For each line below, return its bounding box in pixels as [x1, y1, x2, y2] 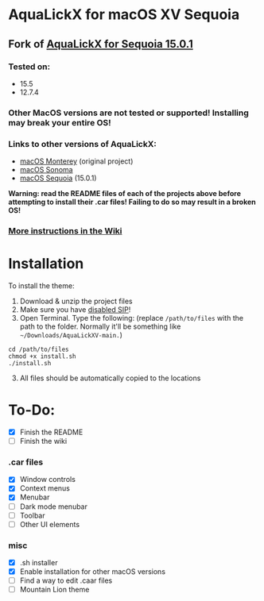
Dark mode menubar [19, 502, 88, 511]
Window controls [19, 475, 76, 484]
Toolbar [19, 510, 45, 520]
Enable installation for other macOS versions [19, 567, 165, 576]
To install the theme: [8, 280, 75, 291]
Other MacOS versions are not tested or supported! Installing [8, 107, 249, 118]
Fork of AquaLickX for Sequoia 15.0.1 [8, 37, 193, 51]
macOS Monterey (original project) [19, 156, 134, 166]
